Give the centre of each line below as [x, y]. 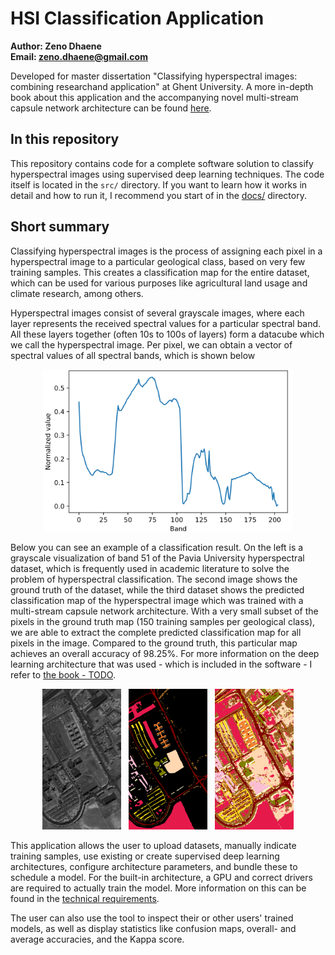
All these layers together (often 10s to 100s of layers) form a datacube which [167, 334]
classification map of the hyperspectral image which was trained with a [157, 600]
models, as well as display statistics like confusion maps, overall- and [153, 929]
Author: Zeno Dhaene [56, 46]
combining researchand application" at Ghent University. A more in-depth [162, 86]
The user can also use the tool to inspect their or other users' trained [152, 918]
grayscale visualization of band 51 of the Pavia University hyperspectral [157, 558]
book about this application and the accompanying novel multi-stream [154, 97]
